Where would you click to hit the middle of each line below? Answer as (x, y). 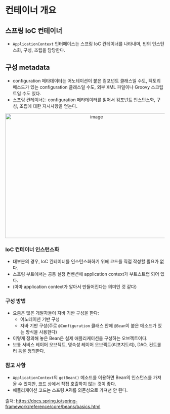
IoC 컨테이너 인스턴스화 (32, 250)
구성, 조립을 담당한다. (45, 50)
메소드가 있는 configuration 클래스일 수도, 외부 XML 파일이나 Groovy (81, 87)
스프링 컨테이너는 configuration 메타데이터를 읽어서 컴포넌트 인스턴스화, (84, 100)
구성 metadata (28, 68)
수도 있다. (32, 93)
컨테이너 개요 (31, 10)
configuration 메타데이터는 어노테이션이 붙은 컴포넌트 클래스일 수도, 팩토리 (87, 80)
